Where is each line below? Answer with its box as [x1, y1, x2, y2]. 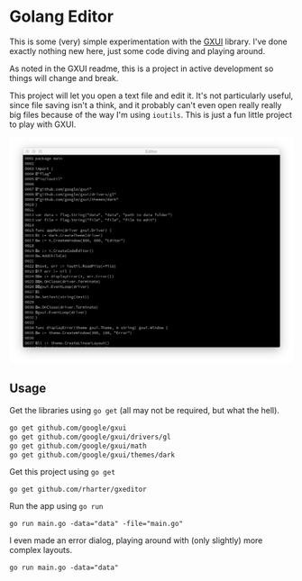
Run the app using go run [9, 500, 104, 511]
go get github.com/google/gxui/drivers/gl [9, 432, 171, 441]
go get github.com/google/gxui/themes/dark [9, 450, 176, 459]
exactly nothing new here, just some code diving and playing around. [9, 45, 266, 56]
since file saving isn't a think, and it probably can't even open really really [9, 99, 282, 110]
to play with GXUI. [9, 119, 77, 130]
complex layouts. [9, 544, 73, 555]
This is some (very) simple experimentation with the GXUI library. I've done [9, 36, 288, 47]
